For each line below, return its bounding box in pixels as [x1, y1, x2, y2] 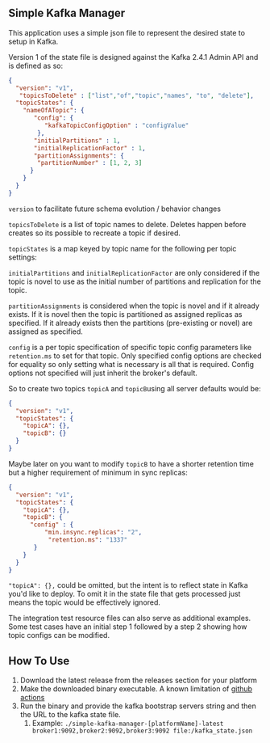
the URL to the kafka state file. [19, 710, 121, 720]
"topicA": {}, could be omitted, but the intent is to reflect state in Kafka [8, 580, 248, 590]
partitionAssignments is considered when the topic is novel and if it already [8, 301, 260, 310]
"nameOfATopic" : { [23, 107, 85, 115]
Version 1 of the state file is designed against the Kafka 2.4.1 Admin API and [8, 52, 259, 61]
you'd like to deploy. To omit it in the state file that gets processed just [8, 589, 241, 599]
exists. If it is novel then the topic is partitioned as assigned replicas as [8, 309, 243, 319]
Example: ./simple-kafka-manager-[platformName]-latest [31, 719, 224, 728]
